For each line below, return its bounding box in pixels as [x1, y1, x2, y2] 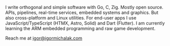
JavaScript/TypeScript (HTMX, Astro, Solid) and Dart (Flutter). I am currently [5, 20, 165, 26]
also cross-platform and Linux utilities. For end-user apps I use [5, 15, 137, 20]
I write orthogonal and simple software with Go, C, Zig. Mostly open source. [5, 4, 163, 10]
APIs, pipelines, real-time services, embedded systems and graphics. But [5, 9, 158, 15]
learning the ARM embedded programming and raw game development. [5, 25, 156, 31]
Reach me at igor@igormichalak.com [5, 35, 83, 41]
